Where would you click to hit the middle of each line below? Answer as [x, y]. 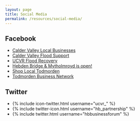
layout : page [18, 10]
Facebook [21, 38]
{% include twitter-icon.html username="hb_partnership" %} [74, 109]
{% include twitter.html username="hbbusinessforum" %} [70, 114]
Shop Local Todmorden [36, 71]
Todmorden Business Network [43, 76]
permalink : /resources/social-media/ [44, 19]
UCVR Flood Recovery [35, 61]
